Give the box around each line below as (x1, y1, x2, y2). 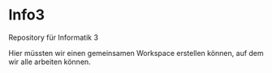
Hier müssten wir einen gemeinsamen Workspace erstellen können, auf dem (8, 48, 264, 58)
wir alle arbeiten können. (8, 57, 91, 67)
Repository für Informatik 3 (8, 32, 99, 42)
